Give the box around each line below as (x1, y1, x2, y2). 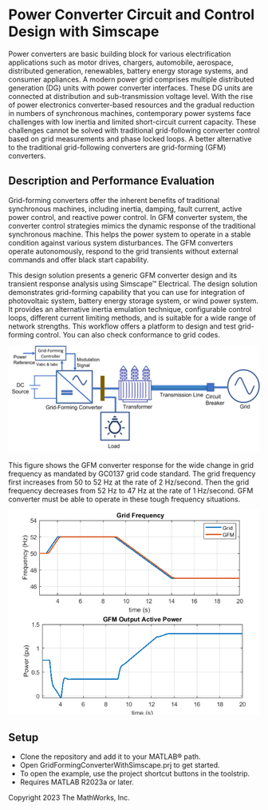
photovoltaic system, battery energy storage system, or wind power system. (8, 296, 259, 305)
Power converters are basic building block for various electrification (8, 49, 231, 58)
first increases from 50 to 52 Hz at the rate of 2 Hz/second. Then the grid (8, 477, 250, 487)
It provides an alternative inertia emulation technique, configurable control (8, 304, 252, 313)
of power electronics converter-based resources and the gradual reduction (8, 100, 255, 110)
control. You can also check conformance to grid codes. (35, 329, 221, 339)
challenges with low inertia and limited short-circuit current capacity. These (8, 117, 257, 126)
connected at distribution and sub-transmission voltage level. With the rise (8, 91, 254, 101)
